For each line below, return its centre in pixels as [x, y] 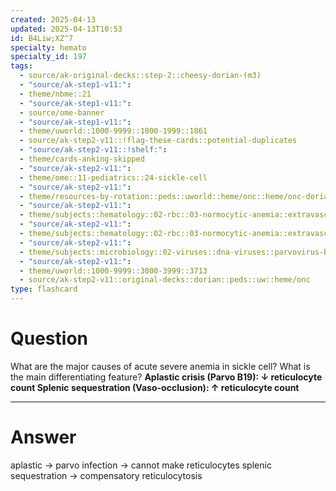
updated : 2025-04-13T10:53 [66, 29]
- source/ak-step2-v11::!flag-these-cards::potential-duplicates [158, 141]
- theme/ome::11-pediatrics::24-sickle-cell [113, 177]
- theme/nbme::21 [55, 94]
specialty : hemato [48, 47]
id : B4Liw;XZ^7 [42, 38]
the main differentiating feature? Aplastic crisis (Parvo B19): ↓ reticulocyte [166, 377]
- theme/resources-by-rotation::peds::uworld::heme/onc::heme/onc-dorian [176, 196]
